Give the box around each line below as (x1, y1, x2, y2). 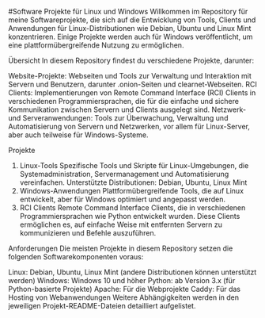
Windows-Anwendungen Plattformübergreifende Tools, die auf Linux (19, 186, 244, 195)
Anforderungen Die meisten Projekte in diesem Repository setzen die (8, 243, 233, 253)
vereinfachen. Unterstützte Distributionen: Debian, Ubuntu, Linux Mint (19, 178, 248, 187)
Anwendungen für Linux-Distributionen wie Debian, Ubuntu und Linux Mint (8, 24, 252, 33)
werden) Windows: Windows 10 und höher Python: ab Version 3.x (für (8, 276, 236, 285)
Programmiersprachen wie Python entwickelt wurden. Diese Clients (19, 212, 240, 220)
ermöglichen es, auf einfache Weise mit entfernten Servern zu (19, 220, 223, 229)
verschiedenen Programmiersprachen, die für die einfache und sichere (8, 97, 240, 105)
